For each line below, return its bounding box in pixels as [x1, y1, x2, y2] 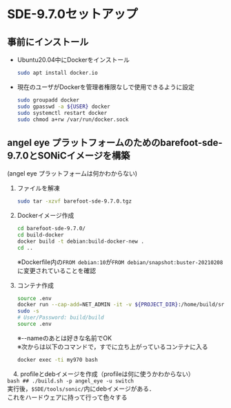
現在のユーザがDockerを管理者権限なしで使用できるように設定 [17, 82, 195, 91]
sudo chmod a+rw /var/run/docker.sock [17, 115, 129, 123]
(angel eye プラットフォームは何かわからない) [7, 169, 138, 178]
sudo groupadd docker [17, 96, 79, 104]
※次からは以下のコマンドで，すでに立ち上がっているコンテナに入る [17, 342, 208, 351]
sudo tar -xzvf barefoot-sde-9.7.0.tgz [17, 198, 132, 205]
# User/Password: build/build [17, 314, 105, 322]
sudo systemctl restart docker [17, 109, 108, 116]
